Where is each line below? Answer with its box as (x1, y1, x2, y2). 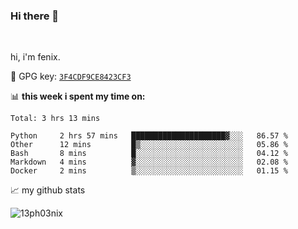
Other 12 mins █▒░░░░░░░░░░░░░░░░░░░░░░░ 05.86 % (10, 140, 288, 150)
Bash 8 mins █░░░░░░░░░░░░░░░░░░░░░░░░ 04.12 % (10, 149, 288, 159)
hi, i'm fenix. (10, 51, 61, 63)
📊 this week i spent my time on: (10, 90, 146, 103)
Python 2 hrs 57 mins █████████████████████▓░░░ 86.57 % (10, 131, 288, 141)
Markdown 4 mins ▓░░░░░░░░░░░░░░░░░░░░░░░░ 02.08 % (10, 157, 288, 168)
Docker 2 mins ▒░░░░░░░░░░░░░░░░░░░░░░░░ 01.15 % (10, 166, 288, 176)
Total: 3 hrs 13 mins (10, 114, 101, 124)
